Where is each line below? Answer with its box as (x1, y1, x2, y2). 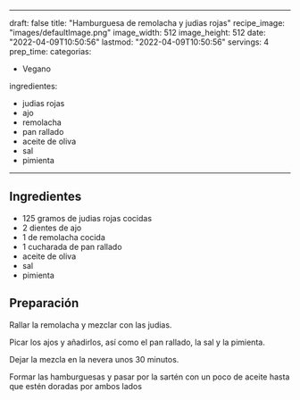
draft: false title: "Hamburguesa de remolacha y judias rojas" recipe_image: (9, 18, 286, 28)
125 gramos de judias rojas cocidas (21, 212, 153, 223)
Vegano (21, 63, 52, 74)
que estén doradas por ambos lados (9, 380, 143, 391)
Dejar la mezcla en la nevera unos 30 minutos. (9, 354, 179, 364)
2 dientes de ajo (21, 222, 82, 233)
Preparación (9, 296, 79, 311)
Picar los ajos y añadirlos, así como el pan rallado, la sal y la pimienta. (9, 337, 265, 347)
